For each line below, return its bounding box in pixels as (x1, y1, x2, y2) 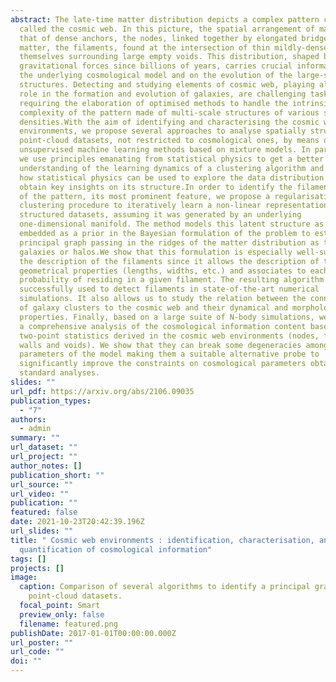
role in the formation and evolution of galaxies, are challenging (19, 89, 307, 99)
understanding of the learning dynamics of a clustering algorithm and (19, 163, 325, 173)
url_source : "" (10, 479, 74, 490)
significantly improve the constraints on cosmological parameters (19, 359, 307, 369)
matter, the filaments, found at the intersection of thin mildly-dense (19, 42, 329, 53)
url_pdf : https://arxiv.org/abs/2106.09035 (10, 386, 195, 396)
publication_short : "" (10, 470, 105, 480)
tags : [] (10, 554, 47, 564)
